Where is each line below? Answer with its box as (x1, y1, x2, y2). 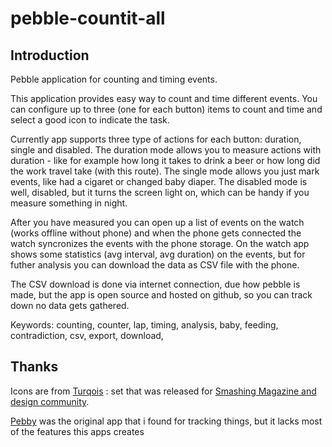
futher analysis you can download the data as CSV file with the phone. (10, 259, 300, 271)
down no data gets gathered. (10, 300, 130, 311)
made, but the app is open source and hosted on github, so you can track (10, 289, 313, 301)
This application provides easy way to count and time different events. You (10, 93, 318, 104)
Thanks (10, 358, 59, 376)
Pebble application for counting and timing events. (10, 73, 218, 85)
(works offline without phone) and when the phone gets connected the (10, 227, 302, 239)
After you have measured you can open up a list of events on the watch (10, 217, 305, 228)
